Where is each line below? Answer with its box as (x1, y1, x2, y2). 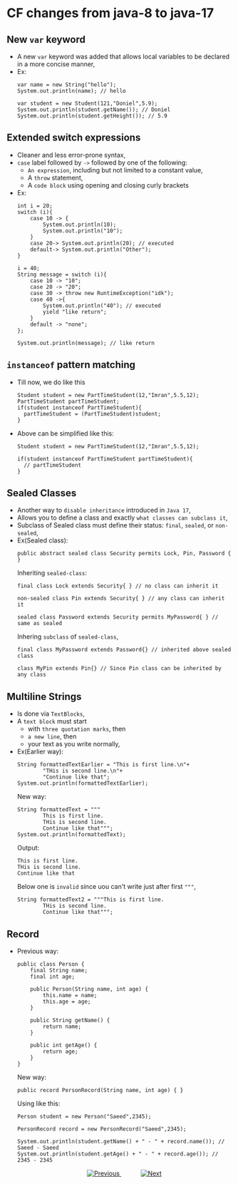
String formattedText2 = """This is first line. (16, 896, 165, 903)
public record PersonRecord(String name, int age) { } (16, 1087, 184, 1094)
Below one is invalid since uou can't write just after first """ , (16, 882, 197, 891)
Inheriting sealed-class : (16, 569, 87, 577)
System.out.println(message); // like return (16, 339, 155, 346)
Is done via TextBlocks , (16, 709, 85, 718)
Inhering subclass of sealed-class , (16, 632, 119, 641)
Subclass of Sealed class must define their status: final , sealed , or (16, 521, 214, 530)
